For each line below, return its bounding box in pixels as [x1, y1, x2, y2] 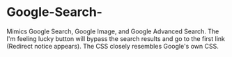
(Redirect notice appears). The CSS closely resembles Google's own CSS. [6, 42, 219, 50]
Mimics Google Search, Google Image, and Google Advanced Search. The [6, 27, 219, 35]
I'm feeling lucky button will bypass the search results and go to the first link [6, 34, 226, 42]
